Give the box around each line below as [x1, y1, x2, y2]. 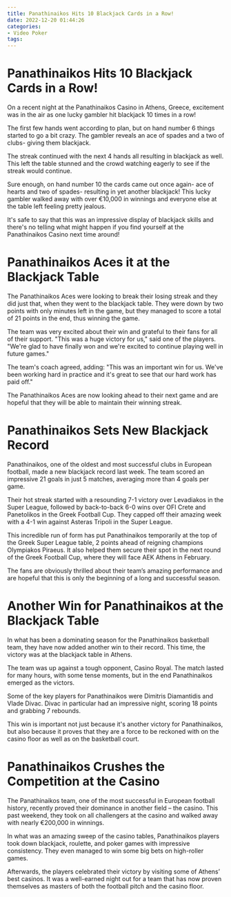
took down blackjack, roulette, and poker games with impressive [7, 839, 190, 847]
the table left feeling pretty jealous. [7, 202, 107, 211]
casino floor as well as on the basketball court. [7, 734, 140, 743]
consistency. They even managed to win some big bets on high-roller [7, 847, 204, 855]
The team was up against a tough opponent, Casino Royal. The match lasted [7, 663, 224, 672]
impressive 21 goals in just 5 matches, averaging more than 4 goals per [7, 474, 209, 483]
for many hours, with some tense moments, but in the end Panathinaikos [7, 671, 212, 679]
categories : [7, 23, 41, 30]
